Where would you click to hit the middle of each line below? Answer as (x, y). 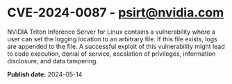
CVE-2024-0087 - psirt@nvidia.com (116, 13)
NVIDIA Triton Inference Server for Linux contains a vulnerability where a (111, 32)
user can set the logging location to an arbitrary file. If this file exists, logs (112, 39)
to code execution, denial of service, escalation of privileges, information (111, 54)
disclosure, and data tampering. (53, 61)
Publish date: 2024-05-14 (45, 74)
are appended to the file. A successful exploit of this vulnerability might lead (116, 46)
